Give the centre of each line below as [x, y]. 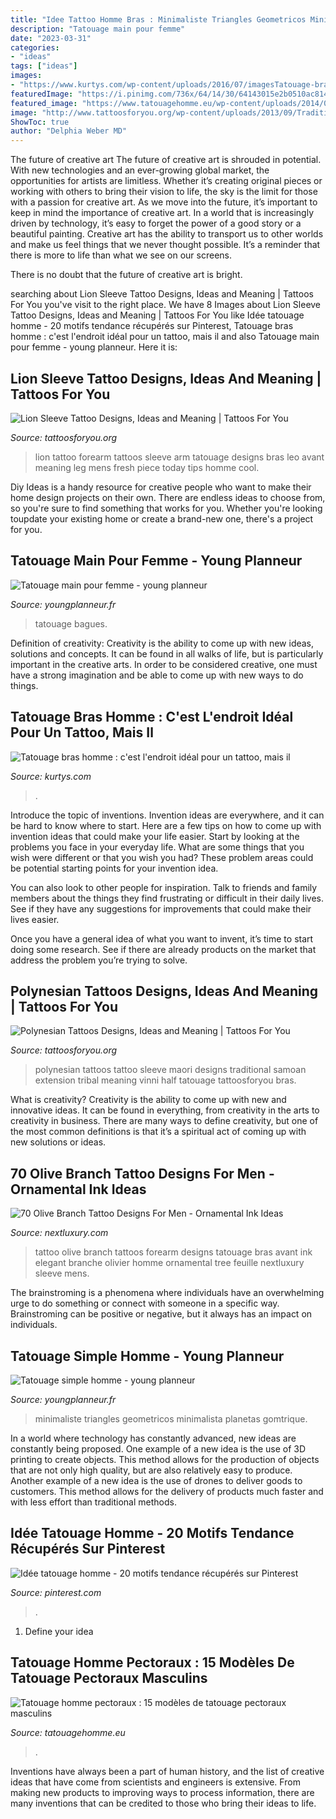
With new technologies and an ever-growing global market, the [140, 170]
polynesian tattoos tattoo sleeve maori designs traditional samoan [170, 1070]
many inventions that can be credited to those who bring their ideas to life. [163, 1803]
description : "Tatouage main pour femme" [98, 29]
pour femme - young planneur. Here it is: [94, 347]
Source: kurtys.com [51, 776]
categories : [35, 47]
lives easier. [35, 919]
